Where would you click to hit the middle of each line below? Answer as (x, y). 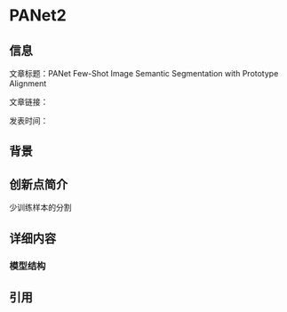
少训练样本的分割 (40, 208)
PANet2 (38, 16)
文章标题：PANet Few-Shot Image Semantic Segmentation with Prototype (144, 73)
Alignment (28, 84)
